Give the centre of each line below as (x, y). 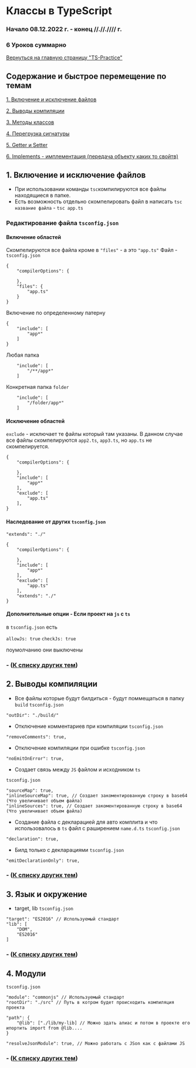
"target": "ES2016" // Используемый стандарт (62, 919)
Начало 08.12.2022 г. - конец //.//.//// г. (64, 29)
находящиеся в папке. (43, 196)
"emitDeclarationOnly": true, (43, 861)
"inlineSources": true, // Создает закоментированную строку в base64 (94, 806)
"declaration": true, (33, 839)
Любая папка (23, 355)
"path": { (18, 1017)
